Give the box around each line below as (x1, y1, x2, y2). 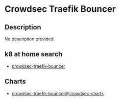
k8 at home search (4, 50, 63, 58)
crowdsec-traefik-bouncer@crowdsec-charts (11, 90, 104, 96)
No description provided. (4, 36, 55, 42)
